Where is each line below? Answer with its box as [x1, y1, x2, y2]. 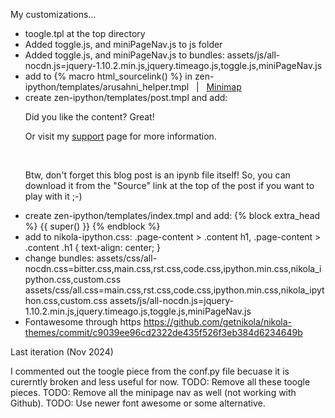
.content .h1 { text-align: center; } [24, 242, 162, 253]
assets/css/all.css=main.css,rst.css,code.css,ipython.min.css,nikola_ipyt [24, 284, 325, 296]
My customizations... [10, 9, 97, 20]
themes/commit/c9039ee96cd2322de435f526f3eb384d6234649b [24, 327, 303, 338]
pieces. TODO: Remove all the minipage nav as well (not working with [10, 387, 297, 398]
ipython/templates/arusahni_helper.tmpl [24, 81, 190, 93]
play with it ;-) [24, 190, 83, 202]
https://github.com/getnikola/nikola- [143, 316, 293, 328]
